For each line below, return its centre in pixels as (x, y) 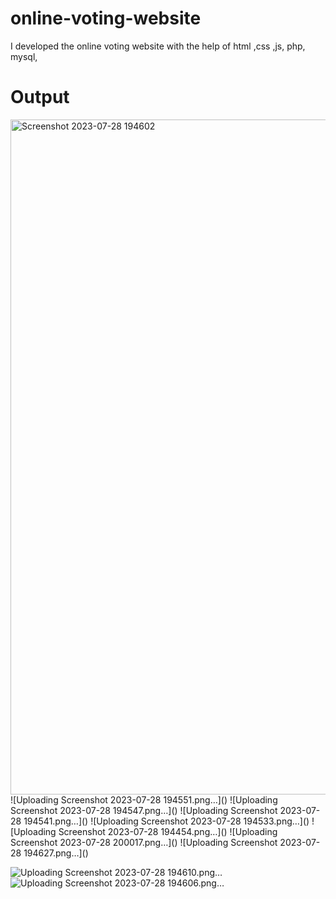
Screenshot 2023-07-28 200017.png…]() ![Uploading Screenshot (144, 842)
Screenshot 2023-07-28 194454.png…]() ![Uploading (168, 831)
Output (40, 97)
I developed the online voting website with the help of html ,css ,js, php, (158, 46)
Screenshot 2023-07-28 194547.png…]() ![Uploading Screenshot (144, 810)
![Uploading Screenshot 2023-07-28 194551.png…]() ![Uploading (144, 799)
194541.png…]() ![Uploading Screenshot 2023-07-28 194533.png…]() (166, 821)
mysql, (24, 56)
